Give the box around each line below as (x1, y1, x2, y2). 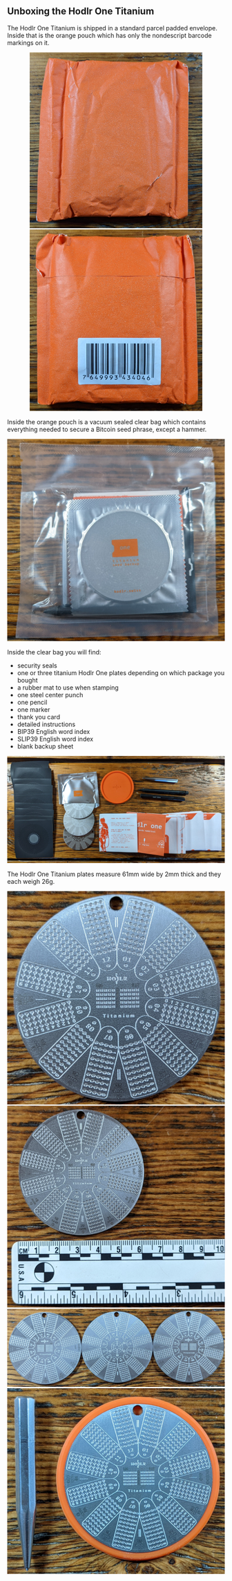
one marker (17, 706, 50, 714)
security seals (17, 661, 57, 670)
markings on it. (7, 38, 50, 47)
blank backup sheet (17, 742, 74, 750)
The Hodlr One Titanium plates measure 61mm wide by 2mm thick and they (7, 870, 222, 878)
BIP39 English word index (17, 728, 90, 736)
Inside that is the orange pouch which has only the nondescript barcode (7, 31, 212, 39)
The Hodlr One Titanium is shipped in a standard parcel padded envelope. (7, 23, 217, 32)
